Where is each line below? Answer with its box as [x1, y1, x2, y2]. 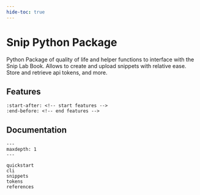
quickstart [6, 162, 34, 169]
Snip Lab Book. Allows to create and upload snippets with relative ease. [6, 62, 187, 69]
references [6, 184, 34, 190]
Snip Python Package [6, 35, 117, 49]
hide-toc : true [6, 9, 45, 15]
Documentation [6, 124, 67, 135]
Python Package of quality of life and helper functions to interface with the [6, 56, 194, 63]
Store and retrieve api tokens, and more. [6, 69, 108, 76]
